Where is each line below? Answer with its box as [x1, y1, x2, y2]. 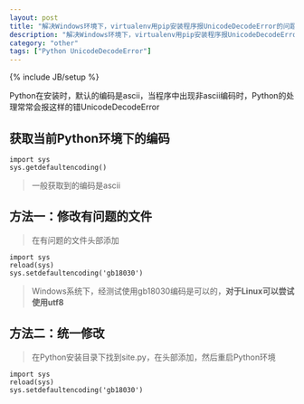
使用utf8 [31, 296, 64, 307]
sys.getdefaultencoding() [9, 163, 107, 172]
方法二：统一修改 [9, 326, 105, 342]
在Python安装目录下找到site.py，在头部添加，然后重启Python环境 [31, 352, 276, 362]
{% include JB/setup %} [9, 71, 100, 82]
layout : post [9, 13, 59, 23]
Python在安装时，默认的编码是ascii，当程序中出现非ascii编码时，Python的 [9, 90, 287, 101]
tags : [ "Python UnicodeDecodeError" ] [9, 47, 152, 56]
